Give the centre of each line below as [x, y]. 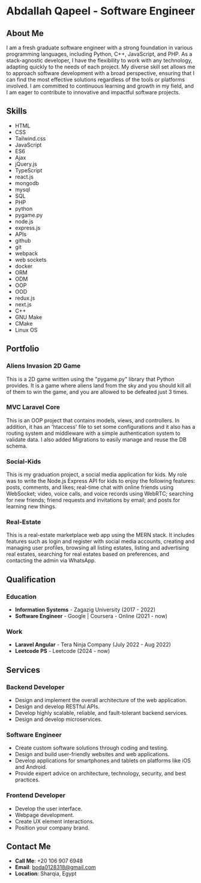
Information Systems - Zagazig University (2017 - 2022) [85, 610]
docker [24, 266]
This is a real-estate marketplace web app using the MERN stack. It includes [100, 535]
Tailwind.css [30, 138]
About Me [25, 33]
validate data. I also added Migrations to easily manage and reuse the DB [97, 439]
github [23, 240]
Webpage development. [44, 815]
